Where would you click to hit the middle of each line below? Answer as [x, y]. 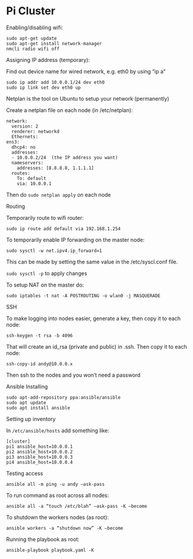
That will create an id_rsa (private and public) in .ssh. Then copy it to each [96, 346]
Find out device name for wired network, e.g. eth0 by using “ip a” [86, 71]
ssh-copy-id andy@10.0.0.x [39, 364]
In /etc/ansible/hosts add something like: [58, 430]
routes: [21, 173]
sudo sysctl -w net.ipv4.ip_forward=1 [54, 251]
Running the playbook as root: [43, 539]
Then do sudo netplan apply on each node [58, 194]
